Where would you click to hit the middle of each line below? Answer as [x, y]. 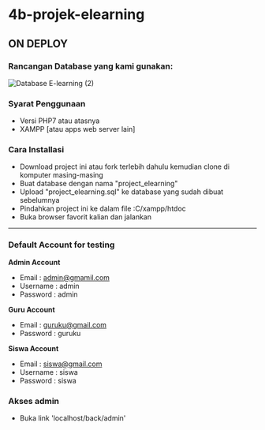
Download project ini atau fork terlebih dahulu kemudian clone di [125, 166]
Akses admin [34, 401]
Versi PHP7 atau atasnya [60, 121]
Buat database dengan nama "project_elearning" [99, 184]
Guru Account [32, 309]
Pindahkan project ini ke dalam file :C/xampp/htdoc [103, 209]
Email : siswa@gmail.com [61, 364]
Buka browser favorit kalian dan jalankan [86, 217]
